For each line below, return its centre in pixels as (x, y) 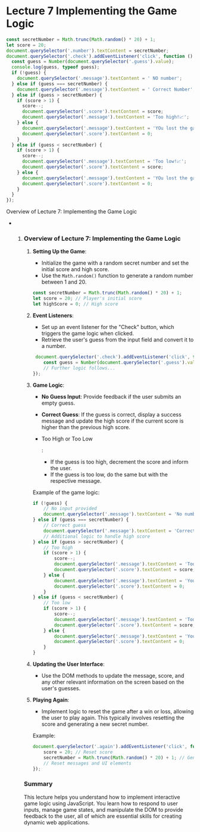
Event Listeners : (53, 316)
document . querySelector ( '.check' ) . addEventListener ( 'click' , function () (100, 56)
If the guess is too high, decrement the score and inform (119, 462)
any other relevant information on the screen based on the (113, 682)
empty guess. (58, 403)
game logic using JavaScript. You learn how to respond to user (101, 803)
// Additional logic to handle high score (97, 536)
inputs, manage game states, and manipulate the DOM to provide (103, 809)
